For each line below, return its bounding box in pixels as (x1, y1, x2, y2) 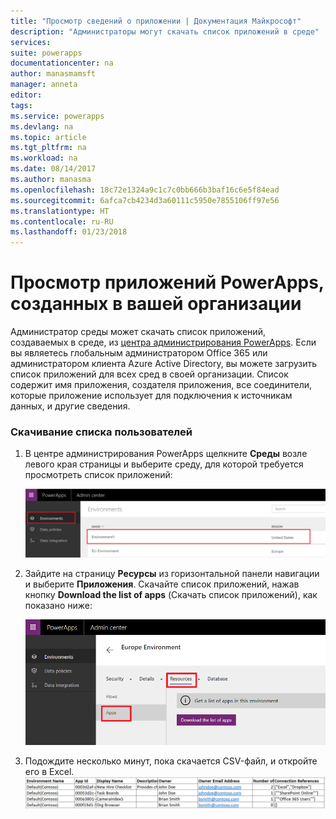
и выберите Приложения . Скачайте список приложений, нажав (24, 578, 300, 590)
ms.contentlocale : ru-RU (10, 216, 114, 227)
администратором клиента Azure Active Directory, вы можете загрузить (10, 358, 318, 370)
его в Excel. (24, 766, 75, 778)
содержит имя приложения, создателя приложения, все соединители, (10, 379, 313, 391)
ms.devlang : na (10, 121, 74, 132)
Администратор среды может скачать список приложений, (10, 326, 266, 338)
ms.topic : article (10, 132, 87, 142)
